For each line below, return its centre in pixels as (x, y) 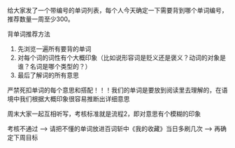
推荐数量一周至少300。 (41, 19)
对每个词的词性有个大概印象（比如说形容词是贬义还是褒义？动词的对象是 (121, 58)
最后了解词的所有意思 (48, 75)
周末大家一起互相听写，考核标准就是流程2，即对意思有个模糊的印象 (104, 114)
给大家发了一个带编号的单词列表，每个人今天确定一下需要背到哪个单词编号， (117, 10)
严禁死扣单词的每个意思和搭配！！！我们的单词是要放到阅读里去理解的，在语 (117, 90)
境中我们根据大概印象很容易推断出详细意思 (69, 99)
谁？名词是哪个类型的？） (54, 66)
